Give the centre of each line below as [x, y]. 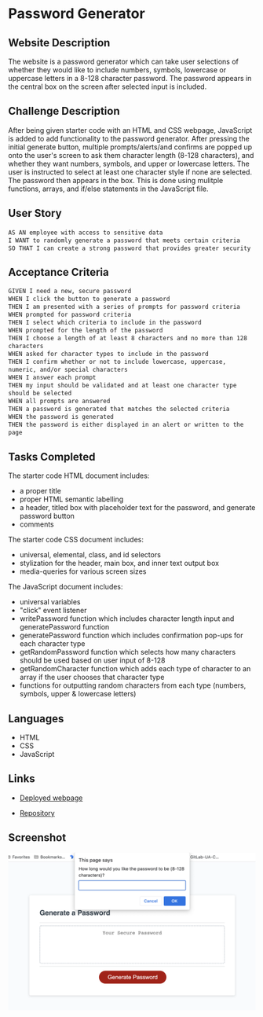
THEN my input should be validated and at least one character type [122, 386]
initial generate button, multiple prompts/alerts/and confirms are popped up [130, 147]
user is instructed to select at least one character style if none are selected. [130, 172]
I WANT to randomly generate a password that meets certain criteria [124, 240]
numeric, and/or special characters [68, 370]
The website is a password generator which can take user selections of [124, 61]
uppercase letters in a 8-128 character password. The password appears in [130, 78]
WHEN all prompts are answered [59, 402]
